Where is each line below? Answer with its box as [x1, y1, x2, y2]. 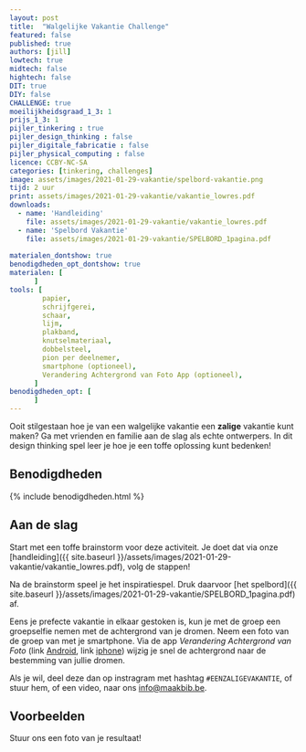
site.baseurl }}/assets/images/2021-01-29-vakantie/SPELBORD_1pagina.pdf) [9, 588, 296, 599]
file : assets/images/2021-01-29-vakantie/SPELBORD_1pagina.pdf [26, 234, 272, 243]
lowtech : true [9, 56, 64, 65]
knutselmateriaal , [42, 336, 112, 345]
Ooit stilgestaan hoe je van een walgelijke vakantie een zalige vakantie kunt [9, 421, 294, 431]
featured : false [9, 30, 71, 39]
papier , [42, 293, 71, 302]
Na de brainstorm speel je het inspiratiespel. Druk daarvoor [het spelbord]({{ [9, 578, 298, 589]
